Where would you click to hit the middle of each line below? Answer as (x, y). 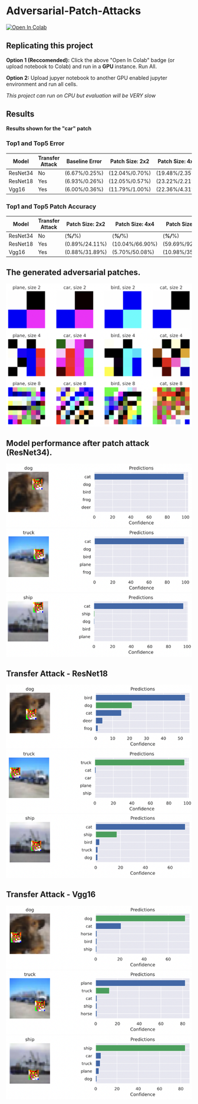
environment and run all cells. (42, 84)
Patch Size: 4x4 (135, 224)
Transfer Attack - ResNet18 (57, 674)
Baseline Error (84, 161)
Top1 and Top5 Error (35, 144)
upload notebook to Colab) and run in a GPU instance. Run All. (82, 66)
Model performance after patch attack (78, 443)
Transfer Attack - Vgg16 (51, 895)
